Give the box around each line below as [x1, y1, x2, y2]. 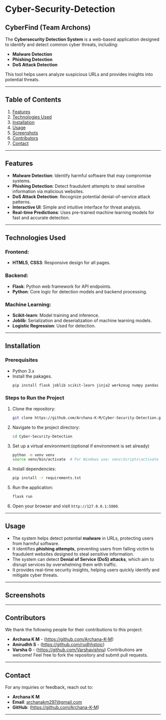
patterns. [12, 199, 31, 205]
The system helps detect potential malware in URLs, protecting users [12, 535, 154, 541]
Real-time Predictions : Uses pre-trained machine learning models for [12, 209, 155, 215]
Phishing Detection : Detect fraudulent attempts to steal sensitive [12, 183, 145, 189]
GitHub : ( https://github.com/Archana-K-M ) [12, 705, 100, 711]
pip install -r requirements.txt [12, 476, 82, 481]
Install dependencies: [12, 466, 56, 472]
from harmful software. [12, 540, 60, 546]
